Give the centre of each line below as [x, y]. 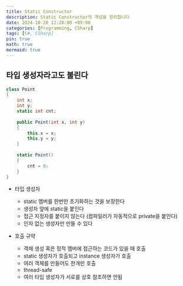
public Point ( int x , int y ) [51, 122]
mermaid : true [24, 50]
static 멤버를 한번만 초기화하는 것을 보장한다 [74, 202]
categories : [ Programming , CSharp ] [50, 28]
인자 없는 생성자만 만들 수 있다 [58, 223]
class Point [21, 89]
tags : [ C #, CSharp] [30, 34]
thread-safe [38, 270]
